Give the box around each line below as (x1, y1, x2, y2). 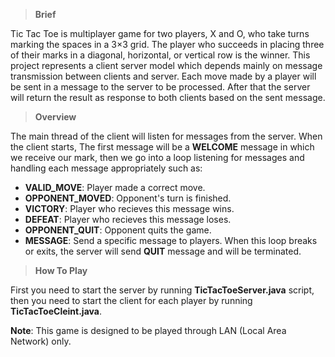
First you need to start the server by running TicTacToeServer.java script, (10, 284, 315, 296)
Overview (34, 111, 77, 123)
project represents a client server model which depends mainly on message (10, 60, 323, 71)
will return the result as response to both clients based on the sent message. (10, 92, 326, 103)
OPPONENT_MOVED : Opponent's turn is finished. (24, 192, 232, 204)
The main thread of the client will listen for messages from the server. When (10, 130, 323, 142)
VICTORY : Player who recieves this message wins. (24, 203, 235, 214)
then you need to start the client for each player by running (10, 295, 253, 306)
